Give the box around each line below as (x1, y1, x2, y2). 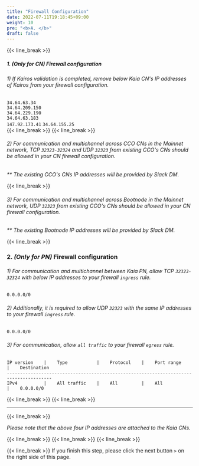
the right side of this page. (6, 453, 71, 460)
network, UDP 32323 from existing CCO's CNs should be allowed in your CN (6, 202, 191, 209)
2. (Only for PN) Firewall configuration (6, 253, 118, 261)
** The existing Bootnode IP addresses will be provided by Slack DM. (6, 227, 175, 234)
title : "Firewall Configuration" (6, 8, 89, 15)
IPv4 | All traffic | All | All (6, 380, 163, 386)
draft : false (6, 31, 39, 37)
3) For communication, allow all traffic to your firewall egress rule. (6, 342, 174, 349)
